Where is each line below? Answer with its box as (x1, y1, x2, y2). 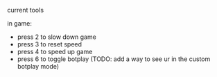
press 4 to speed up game (17, 48, 93, 55)
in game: (7, 19, 33, 27)
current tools (7, 6, 44, 14)
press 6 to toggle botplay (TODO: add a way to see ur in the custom (17, 55, 211, 63)
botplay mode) (17, 62, 60, 70)
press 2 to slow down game (17, 33, 97, 41)
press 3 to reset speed (17, 40, 82, 48)
